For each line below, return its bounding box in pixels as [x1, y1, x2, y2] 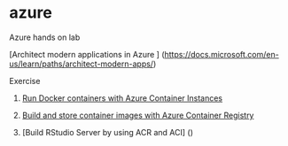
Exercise [9, 75, 41, 86]
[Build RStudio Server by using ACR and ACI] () [21, 127, 193, 137]
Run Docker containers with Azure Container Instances [21, 92, 223, 104]
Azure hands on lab [9, 32, 81, 42]
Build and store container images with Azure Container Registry [21, 110, 254, 120]
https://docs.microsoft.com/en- [164, 49, 279, 59]
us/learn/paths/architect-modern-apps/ [9, 58, 153, 69]
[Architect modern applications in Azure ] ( [9, 49, 165, 59]
